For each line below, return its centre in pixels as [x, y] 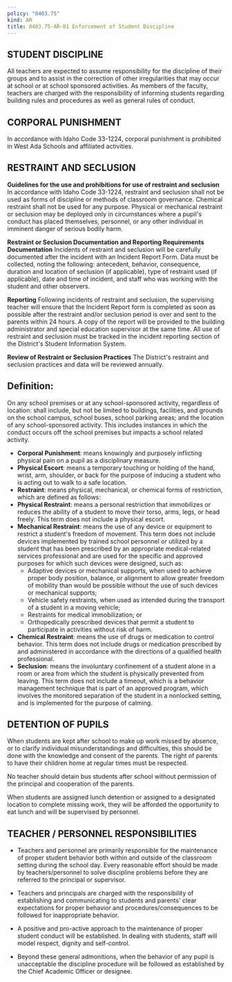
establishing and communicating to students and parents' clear [107, 900]
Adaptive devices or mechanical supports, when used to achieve [119, 571]
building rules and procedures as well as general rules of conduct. [101, 100]
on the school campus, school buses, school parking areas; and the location [116, 417]
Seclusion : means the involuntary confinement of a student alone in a [116, 666]
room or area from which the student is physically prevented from [110, 673]
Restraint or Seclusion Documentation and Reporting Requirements [106, 242]
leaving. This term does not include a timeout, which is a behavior [111, 680]
